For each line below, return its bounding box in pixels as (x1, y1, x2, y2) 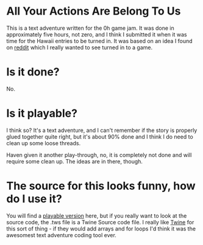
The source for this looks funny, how (6, 179, 196, 193)
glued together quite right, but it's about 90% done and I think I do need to (6, 133, 193, 140)
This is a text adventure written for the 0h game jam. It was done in (6, 24, 175, 32)
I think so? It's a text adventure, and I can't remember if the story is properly (6, 126, 198, 134)
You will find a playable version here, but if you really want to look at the (6, 212, 187, 219)
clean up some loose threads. (6, 139, 81, 147)
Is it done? (6, 65, 60, 79)
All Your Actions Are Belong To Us (6, 4, 181, 18)
